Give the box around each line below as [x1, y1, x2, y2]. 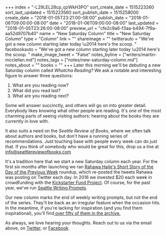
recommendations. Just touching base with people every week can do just [5, 138, 158, 144]
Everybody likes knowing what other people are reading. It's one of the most [5, 108, 162, 114]
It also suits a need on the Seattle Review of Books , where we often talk [5, 128, 151, 133]
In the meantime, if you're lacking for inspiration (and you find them [5, 205, 143, 211]
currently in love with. [5, 118, 50, 124]
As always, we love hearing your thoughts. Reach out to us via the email [5, 220, 152, 226]
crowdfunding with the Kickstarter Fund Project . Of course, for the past [5, 179, 151, 185]
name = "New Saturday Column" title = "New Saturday [39, 31, 151, 36]
